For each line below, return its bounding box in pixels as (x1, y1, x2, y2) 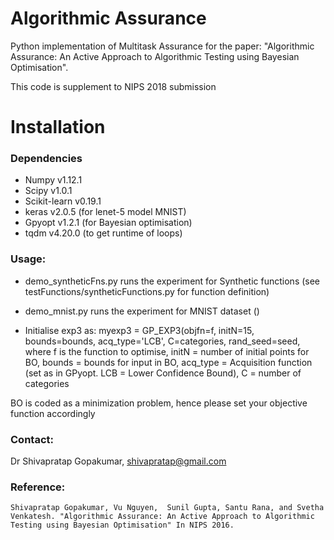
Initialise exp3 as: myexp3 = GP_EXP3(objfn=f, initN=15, (24, 324, 255, 336)
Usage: (10, 252, 47, 266)
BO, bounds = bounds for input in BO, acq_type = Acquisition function (24, 356, 313, 368)
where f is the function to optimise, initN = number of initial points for (24, 345, 310, 357)
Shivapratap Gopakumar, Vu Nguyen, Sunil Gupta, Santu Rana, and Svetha (10, 503, 325, 513)
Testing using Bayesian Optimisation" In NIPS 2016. (10, 520, 235, 531)
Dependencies (10, 152, 83, 166)
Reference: (10, 480, 66, 494)
